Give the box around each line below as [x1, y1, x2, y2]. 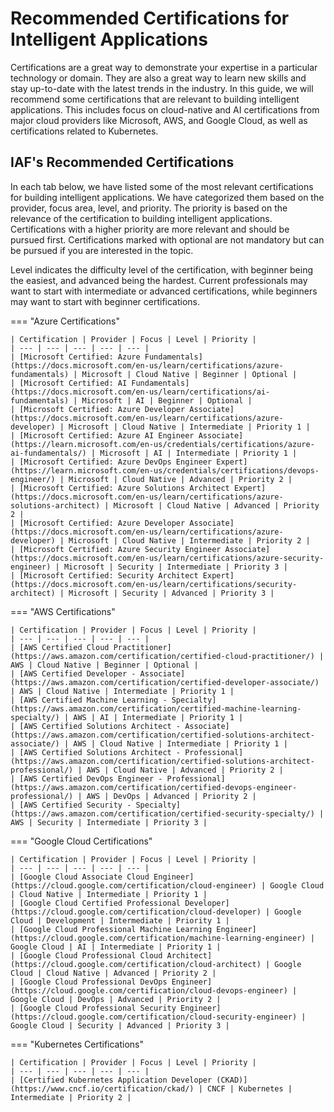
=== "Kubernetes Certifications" [10, 1038, 145, 1050]
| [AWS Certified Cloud [10, 642, 110, 652]
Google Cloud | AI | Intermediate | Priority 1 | [10, 942, 222, 952]
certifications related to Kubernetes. [10, 125, 159, 137]
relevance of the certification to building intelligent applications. [10, 212, 273, 224]
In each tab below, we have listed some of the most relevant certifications [10, 180, 314, 192]
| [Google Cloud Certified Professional [10, 898, 182, 908]
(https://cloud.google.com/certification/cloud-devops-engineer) [10, 985, 288, 996]
